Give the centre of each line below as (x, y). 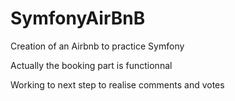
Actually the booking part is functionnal (91, 65)
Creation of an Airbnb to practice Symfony (97, 46)
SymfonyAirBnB (78, 18)
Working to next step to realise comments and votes (117, 84)
